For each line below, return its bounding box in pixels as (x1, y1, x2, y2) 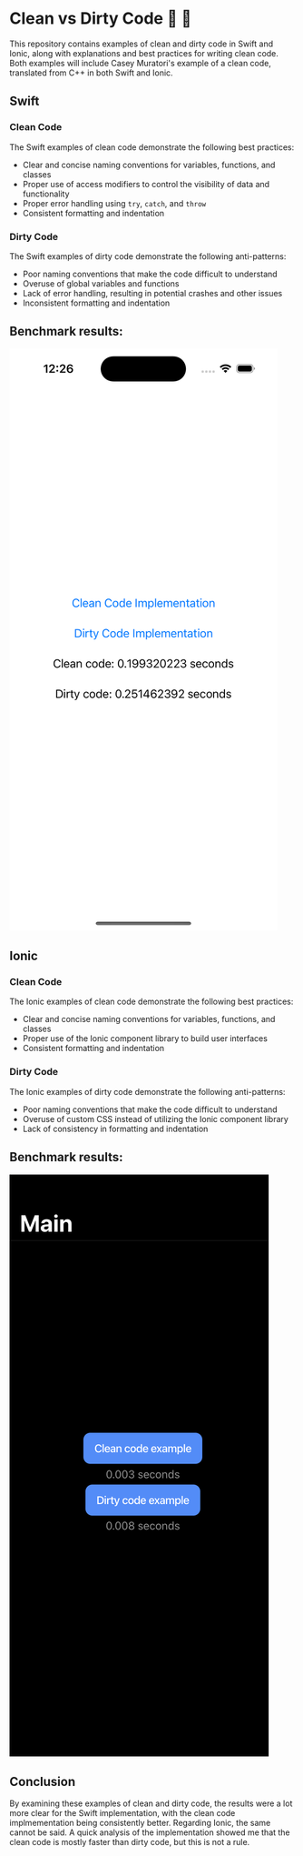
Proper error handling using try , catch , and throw (22, 197, 207, 208)
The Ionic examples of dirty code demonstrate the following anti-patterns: (9, 1086, 286, 1097)
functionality (22, 188, 70, 199)
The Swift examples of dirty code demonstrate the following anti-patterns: (9, 250, 287, 262)
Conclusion (9, 1773, 76, 1790)
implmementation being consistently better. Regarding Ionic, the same (9, 1818, 271, 1829)
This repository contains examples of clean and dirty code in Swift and (9, 38, 274, 49)
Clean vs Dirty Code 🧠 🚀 (9, 8, 192, 29)
